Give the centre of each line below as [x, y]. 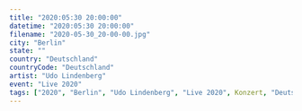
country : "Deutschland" [54, 59]
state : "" [28, 51]
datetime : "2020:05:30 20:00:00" [72, 26]
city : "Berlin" [38, 43]
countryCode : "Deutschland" [62, 68]
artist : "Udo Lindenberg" [58, 76]
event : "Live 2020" [46, 84]
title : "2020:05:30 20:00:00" [66, 17]
